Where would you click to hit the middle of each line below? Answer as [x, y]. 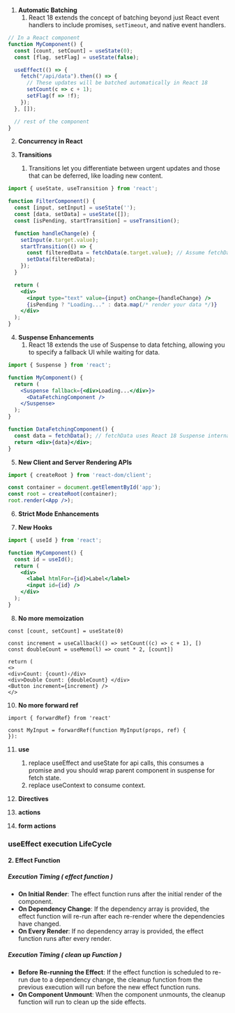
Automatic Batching [47, 10]
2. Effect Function [34, 861]
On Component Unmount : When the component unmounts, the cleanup [122, 995]
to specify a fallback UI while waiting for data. [94, 352]
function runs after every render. [65, 939]
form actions [37, 826]
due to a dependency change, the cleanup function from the [116, 980]
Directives [33, 798]
